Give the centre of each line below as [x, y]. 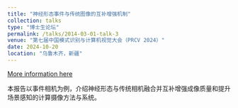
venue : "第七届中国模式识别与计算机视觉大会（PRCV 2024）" [86, 40]
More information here [40, 74]
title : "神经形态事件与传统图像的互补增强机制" [69, 14]
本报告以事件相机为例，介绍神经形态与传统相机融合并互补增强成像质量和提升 [119, 88]
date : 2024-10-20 [33, 47]
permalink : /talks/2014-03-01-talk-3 [63, 34]
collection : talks [34, 21]
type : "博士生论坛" [33, 27]
